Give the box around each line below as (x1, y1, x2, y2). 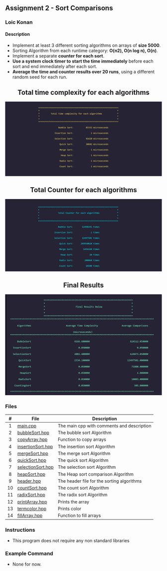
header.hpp (17, 478, 41, 484)
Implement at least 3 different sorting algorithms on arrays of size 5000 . (12, 42, 161, 48)
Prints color (58, 505, 82, 511)
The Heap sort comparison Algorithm (58, 471, 134, 477)
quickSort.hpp (17, 457, 46, 463)
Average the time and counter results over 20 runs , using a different (12, 69, 155, 74)
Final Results (63, 281, 104, 289)
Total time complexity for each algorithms (17, 88, 150, 96)
